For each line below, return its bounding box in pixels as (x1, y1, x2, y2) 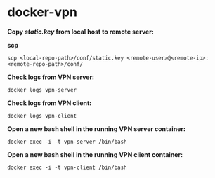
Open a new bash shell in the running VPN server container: (7, 124, 186, 133)
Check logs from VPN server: (7, 73, 95, 81)
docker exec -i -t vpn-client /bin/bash (7, 164, 128, 171)
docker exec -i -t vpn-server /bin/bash (7, 138, 128, 145)
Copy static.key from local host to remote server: (7, 27, 155, 36)
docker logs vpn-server (7, 86, 77, 93)
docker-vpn (7, 4, 77, 20)
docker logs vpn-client (7, 112, 77, 119)
